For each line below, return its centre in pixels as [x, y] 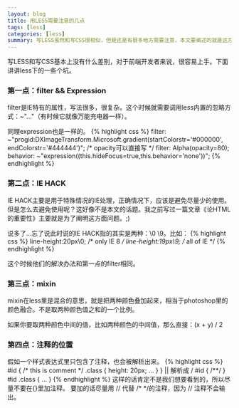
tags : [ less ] [27, 27]
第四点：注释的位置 [40, 345]
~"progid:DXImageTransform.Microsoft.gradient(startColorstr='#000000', [115, 140]
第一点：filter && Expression [57, 91]
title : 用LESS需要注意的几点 [46, 21]
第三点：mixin [32, 283]
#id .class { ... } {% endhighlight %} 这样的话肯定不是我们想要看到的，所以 [116, 380]
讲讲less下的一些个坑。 [42, 70]
